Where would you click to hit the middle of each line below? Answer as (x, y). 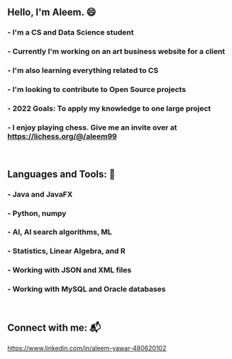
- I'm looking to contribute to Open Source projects (97, 90)
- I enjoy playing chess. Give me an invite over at (92, 127)
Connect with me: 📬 (54, 327)
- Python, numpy (37, 213)
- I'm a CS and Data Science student (71, 33)
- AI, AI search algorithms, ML (60, 232)
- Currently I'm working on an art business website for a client (116, 52)
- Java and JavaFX (40, 194)
